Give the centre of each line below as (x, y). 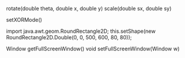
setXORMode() (24, 20)
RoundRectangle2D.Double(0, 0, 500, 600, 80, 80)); (69, 37)
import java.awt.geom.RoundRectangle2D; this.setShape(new (81, 31)
